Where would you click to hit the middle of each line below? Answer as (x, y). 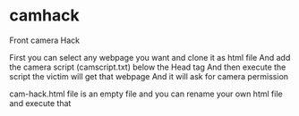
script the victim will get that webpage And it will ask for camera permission (149, 76)
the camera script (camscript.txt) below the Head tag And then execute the (148, 67)
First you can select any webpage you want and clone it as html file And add (150, 57)
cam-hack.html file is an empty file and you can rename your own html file (146, 94)
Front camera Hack (45, 40)
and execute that (40, 103)
